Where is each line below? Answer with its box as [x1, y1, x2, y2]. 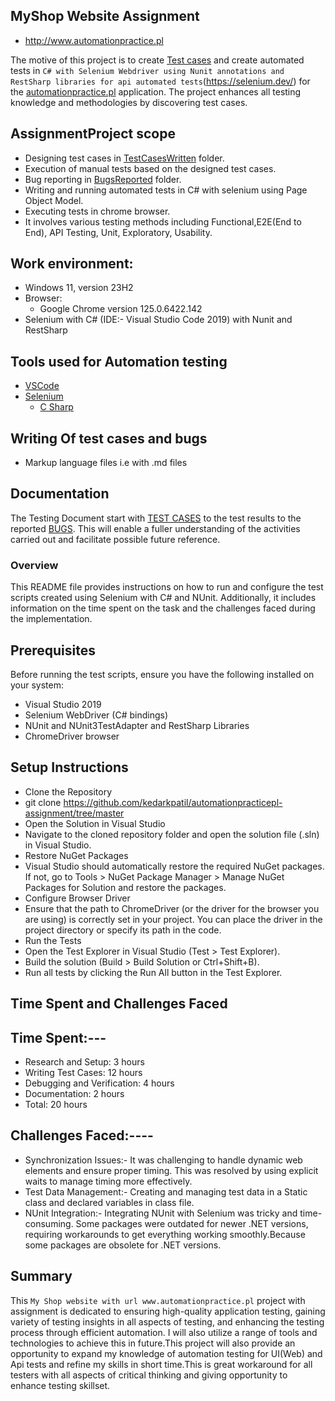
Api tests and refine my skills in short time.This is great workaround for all [10, 1358, 313, 1370]
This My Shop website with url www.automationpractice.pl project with [10, 1294, 306, 1306]
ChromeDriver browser [24, 730, 120, 742]
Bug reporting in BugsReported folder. [24, 173, 182, 185]
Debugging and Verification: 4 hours [24, 1077, 175, 1089]
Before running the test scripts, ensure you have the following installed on [10, 668, 315, 680]
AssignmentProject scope [10, 125, 176, 143]
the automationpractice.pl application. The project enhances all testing [10, 85, 302, 98]
